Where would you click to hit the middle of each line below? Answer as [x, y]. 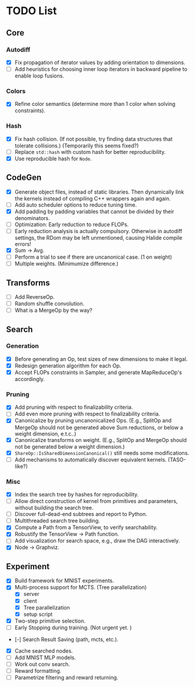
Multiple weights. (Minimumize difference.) [67, 264]
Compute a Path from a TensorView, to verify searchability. [86, 527]
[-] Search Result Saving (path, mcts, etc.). [67, 639]
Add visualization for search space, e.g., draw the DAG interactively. [97, 541]
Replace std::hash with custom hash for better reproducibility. [90, 151]
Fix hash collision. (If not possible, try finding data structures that [93, 139]
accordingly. [30, 379]
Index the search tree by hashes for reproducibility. [77, 494]
